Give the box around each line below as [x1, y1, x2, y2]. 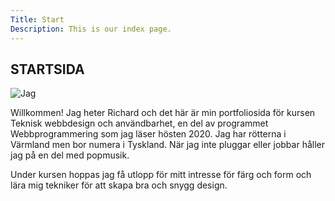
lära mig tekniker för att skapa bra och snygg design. [10, 179, 228, 191]
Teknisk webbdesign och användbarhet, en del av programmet [10, 117, 269, 130]
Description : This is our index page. [10, 24, 172, 34]
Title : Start [10, 14, 65, 25]
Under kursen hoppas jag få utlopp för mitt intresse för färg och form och [10, 169, 312, 181]
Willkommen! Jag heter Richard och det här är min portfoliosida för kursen [10, 107, 316, 119]
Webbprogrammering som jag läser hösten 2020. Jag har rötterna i [10, 128, 287, 140]
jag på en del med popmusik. [10, 149, 130, 161]
